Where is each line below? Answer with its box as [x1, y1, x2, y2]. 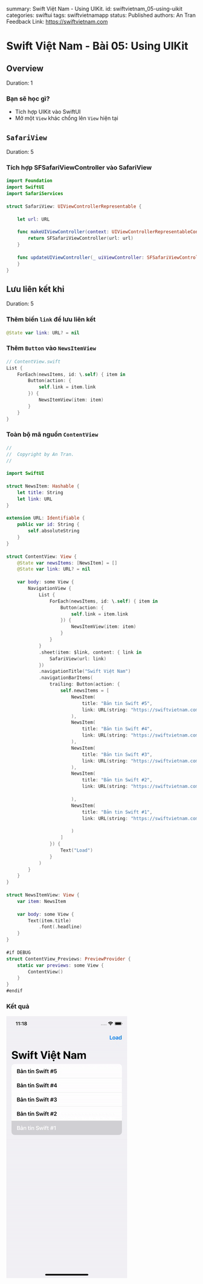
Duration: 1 [6, 79, 33, 87]
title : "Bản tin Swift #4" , [82, 726, 153, 732]
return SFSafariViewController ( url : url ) [28, 236, 134, 242]
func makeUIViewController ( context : [17, 229, 110, 235]
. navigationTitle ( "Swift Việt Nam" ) [38, 669, 131, 675]
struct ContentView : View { [6, 554, 77, 560]
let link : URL [17, 496, 53, 502]
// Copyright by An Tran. [6, 451, 74, 457]
